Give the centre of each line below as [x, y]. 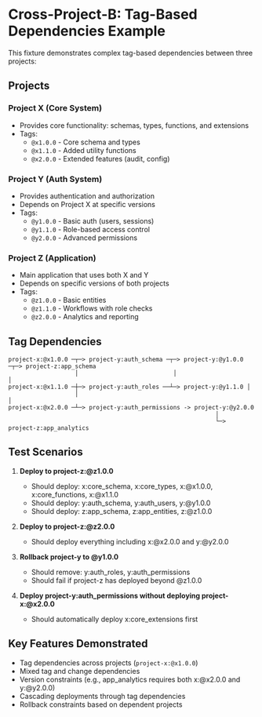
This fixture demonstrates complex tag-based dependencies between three [131, 53]
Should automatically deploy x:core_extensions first [115, 619]
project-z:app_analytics [49, 428]
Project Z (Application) [52, 258]
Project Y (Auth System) [55, 179]
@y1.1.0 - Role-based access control [91, 229]
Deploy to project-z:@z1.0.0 [66, 471]
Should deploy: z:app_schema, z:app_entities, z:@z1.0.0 [122, 511]
